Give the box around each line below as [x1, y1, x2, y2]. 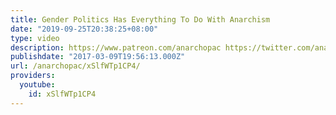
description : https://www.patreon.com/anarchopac [10, 42, 222, 53]
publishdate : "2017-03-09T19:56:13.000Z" [10, 52, 186, 62]
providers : [10, 71, 56, 81]
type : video [10, 33, 60, 43]
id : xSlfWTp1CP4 [28, 89, 97, 99]
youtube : [19, 80, 56, 90]
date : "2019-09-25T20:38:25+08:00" [10, 24, 159, 34]
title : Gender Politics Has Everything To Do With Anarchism [10, 14, 271, 25]
